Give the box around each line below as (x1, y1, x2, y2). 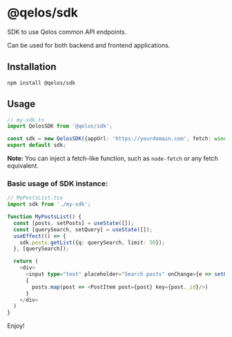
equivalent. (7, 162, 39, 170)
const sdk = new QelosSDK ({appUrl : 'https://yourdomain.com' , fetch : (7, 135, 212, 142)
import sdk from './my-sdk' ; (7, 201, 91, 208)
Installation (7, 61, 57, 73)
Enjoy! (7, 322, 26, 330)
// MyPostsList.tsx (7, 195, 64, 202)
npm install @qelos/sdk (7, 79, 76, 86)
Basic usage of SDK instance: (7, 178, 108, 188)
